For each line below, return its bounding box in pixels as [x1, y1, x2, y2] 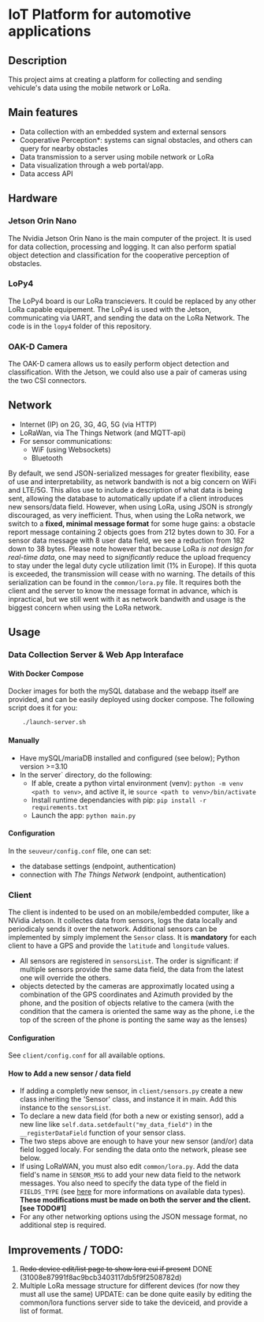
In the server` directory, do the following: [19, 770, 152, 779]
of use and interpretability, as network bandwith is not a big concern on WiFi [8, 476, 257, 486]
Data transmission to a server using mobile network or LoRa [19, 152, 214, 161]
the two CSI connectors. [8, 376, 87, 385]
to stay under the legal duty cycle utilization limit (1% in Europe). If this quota [8, 561, 257, 570]
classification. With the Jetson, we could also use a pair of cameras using [8, 367, 247, 377]
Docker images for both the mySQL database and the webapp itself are [8, 686, 239, 696]
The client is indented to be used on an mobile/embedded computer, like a [8, 907, 250, 917]
